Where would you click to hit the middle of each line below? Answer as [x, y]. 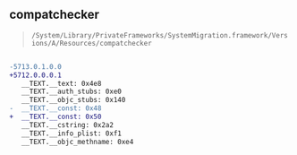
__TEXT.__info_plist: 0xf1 [72, 133]
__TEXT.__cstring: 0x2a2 [68, 125]
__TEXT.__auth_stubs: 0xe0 [72, 92]
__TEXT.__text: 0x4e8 [61, 83]
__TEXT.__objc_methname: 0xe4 [77, 142]
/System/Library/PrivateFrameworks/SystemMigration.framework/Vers [159, 35]
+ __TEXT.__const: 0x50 [55, 117]
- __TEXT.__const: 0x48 [55, 108]
